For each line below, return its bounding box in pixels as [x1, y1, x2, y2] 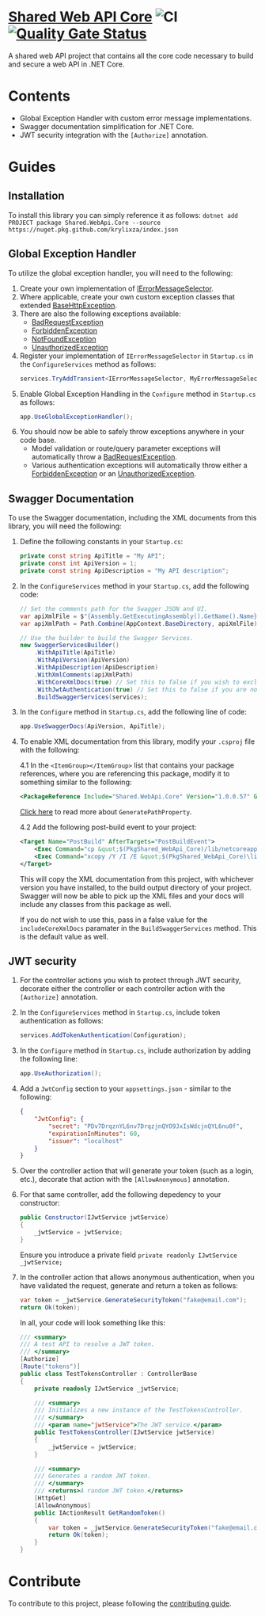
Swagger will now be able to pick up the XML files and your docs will [19, 891, 244, 901]
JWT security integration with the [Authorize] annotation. [19, 130, 208, 139]
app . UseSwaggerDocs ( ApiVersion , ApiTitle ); [19, 722, 166, 730]
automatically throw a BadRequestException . [31, 452, 178, 462]
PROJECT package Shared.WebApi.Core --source [8, 219, 161, 227]
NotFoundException [31, 333, 97, 344]
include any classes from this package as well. [19, 899, 172, 909]
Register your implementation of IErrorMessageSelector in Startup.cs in [19, 351, 254, 360]
